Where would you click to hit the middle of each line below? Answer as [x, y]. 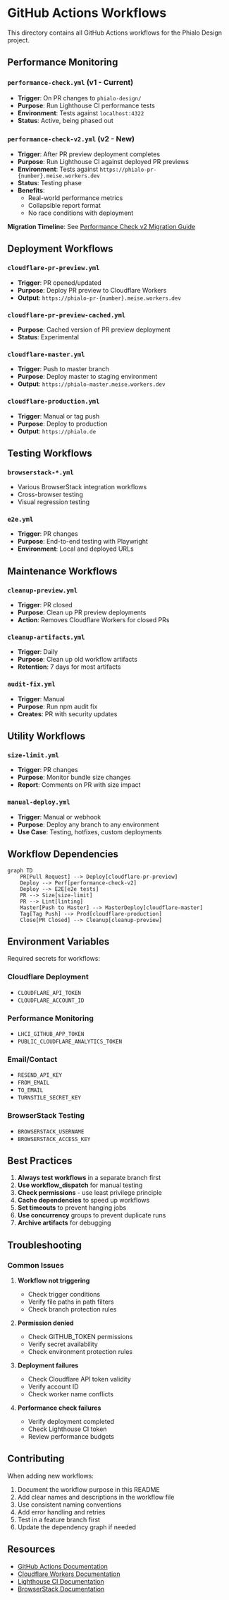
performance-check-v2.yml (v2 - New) [71, 139]
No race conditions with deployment [81, 213]
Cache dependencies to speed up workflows [83, 1201]
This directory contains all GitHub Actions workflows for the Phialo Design [114, 33]
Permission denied [45, 1323]
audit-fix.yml [31, 684]
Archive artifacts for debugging [64, 1223]
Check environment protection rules [80, 1352]
